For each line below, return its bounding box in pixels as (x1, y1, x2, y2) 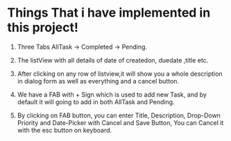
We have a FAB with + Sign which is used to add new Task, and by (17, 90, 207, 99)
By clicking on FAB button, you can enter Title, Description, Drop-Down (17, 111, 221, 119)
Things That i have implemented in (7, 5, 211, 21)
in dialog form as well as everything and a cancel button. (17, 76, 179, 85)
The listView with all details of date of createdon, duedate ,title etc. (17, 56, 209, 64)
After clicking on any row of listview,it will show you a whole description (17, 69, 223, 78)
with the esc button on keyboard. (17, 126, 112, 134)
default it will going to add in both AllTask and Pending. (17, 97, 175, 106)
